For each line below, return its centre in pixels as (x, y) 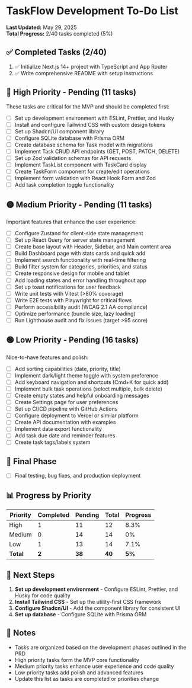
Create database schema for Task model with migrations (84, 145)
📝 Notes (21, 633)
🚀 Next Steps (31, 575)
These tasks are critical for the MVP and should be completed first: (88, 106)
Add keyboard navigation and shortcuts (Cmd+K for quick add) (92, 382)
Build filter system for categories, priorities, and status (81, 267)
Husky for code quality (43, 596)
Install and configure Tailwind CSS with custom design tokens (90, 124)
